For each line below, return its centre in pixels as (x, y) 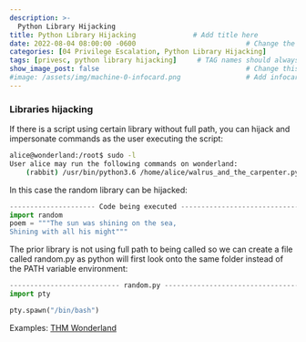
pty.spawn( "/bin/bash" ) (55, 310)
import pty (30, 294)
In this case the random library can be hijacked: (99, 190)
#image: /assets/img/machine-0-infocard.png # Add (138, 78)
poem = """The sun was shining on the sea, (93, 223)
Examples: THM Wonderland (63, 327)
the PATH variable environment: (69, 269)
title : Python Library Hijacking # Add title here (134, 35)
